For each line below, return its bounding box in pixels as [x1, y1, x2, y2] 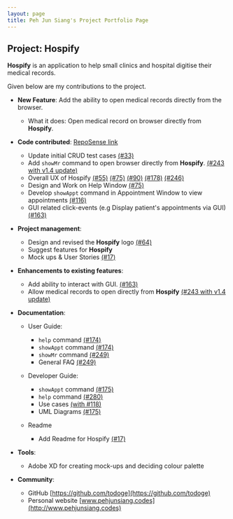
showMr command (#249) [38, 351, 110, 359]
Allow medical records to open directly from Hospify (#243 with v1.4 [27, 288, 226, 296]
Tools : [17, 448, 36, 457]
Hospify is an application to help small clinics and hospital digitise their [7, 61, 212, 70]
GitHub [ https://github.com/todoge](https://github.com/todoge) [27, 489, 211, 497]
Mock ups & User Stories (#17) [27, 253, 116, 261]
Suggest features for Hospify [27, 246, 113, 254]
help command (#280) [38, 393, 104, 401]
